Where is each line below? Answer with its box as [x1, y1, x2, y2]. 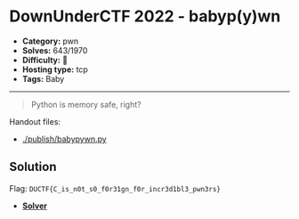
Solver [21, 200, 47, 211]
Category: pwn [21, 36, 79, 46]
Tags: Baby [21, 73, 65, 84]
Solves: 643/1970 [21, 45, 88, 55]
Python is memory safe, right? [30, 99, 141, 109]
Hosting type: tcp [21, 64, 89, 75]
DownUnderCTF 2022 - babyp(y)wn [9, 6, 281, 27]
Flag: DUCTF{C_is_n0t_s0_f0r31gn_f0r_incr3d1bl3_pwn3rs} [9, 182, 221, 193]
